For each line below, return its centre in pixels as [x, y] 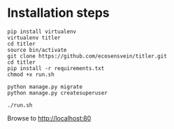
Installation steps [58, 13]
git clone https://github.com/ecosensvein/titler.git [87, 56]
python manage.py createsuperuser [58, 93]
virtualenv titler [34, 38]
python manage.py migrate [45, 87]
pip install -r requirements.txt [56, 68]
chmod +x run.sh [31, 74]
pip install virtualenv [42, 32]
